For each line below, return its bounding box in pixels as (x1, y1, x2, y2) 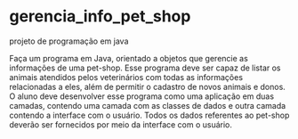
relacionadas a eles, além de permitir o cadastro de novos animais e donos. (9, 81, 286, 92)
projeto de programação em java (9, 36, 129, 46)
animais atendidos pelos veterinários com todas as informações (9, 71, 243, 82)
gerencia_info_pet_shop (9, 6, 191, 27)
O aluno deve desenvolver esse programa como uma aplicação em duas (9, 91, 274, 102)
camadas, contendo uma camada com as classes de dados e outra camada (9, 100, 286, 110)
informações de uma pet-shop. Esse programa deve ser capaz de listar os (9, 62, 281, 73)
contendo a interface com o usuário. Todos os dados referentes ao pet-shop (9, 110, 290, 120)
